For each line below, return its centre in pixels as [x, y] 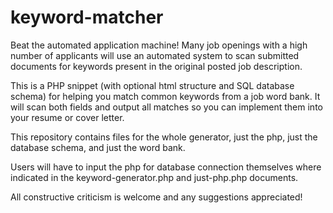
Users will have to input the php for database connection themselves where [166, 167]
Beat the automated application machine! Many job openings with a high [159, 45]
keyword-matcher [87, 17]
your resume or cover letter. [67, 117]
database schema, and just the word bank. [98, 147]
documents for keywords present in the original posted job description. [156, 66]
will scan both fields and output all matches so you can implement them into [166, 107]
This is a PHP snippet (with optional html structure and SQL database [152, 85]
